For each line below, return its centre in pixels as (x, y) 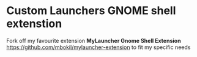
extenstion (34, 24)
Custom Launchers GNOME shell (91, 11)
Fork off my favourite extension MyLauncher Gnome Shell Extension (94, 40)
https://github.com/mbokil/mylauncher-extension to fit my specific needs (98, 47)
